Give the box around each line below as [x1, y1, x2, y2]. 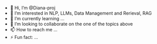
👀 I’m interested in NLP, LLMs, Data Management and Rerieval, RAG [10, 10, 152, 16]
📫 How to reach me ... [10, 27, 58, 32]
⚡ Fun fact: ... [10, 34, 38, 40]
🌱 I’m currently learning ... [10, 16, 65, 21]
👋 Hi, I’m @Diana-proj [10, 5, 56, 11]
